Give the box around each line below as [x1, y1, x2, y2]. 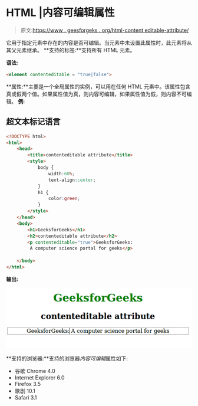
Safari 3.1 [14, 394, 37, 401]
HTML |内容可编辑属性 [6, 6, 115, 19]
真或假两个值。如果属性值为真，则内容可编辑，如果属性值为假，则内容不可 [6, 90, 187, 97]
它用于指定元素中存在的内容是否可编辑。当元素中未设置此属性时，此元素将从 [6, 39, 192, 46]
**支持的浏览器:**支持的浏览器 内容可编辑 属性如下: [6, 355, 128, 362]
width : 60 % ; [48, 171, 75, 176]
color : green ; [48, 196, 81, 202]
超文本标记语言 [6, 117, 61, 127]
